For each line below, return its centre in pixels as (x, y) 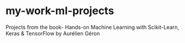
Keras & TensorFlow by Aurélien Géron (53, 33)
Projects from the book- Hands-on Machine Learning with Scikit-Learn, (92, 27)
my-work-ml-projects (60, 11)
